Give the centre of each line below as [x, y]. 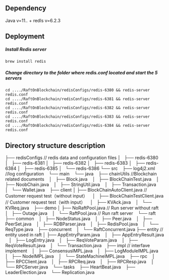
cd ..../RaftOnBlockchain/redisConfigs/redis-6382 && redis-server [78, 108]
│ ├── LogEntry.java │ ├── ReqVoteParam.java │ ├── [73, 240]
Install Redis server [26, 49]
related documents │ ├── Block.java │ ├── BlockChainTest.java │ [82, 179]
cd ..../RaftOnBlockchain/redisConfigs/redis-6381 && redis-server [78, 99]
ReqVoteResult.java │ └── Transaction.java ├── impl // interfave [78, 245]
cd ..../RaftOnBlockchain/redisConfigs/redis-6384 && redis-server [78, 126]
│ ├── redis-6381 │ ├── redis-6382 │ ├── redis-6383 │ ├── [75, 163]
